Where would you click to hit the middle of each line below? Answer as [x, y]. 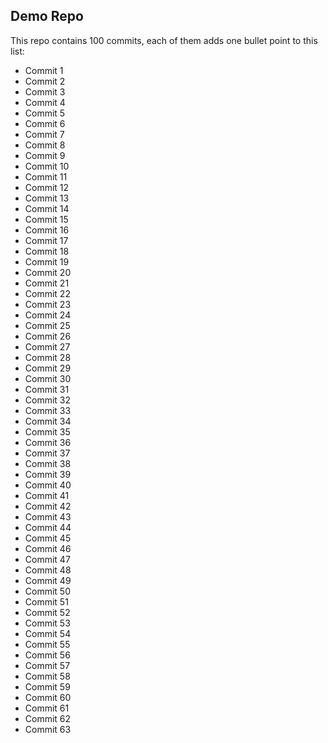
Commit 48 [48, 570]
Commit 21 [47, 283]
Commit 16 [47, 230]
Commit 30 [48, 378]
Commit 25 [47, 325]
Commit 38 [48, 463]
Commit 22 [47, 293]
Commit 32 [48, 400]
